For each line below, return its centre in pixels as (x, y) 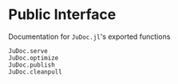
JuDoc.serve (28, 51)
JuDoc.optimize (34, 58)
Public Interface (62, 15)
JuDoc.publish (32, 65)
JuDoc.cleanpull (35, 72)
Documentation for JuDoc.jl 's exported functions (89, 36)
